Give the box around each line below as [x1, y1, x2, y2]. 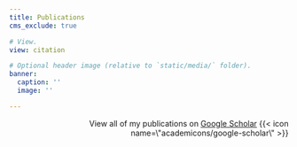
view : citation [9, 45, 66, 54]
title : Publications [9, 12, 86, 22]
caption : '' [17, 78, 62, 87]
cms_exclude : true [9, 21, 77, 30]
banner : [9, 70, 38, 79]
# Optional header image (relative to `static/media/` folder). [9, 61, 252, 71]
